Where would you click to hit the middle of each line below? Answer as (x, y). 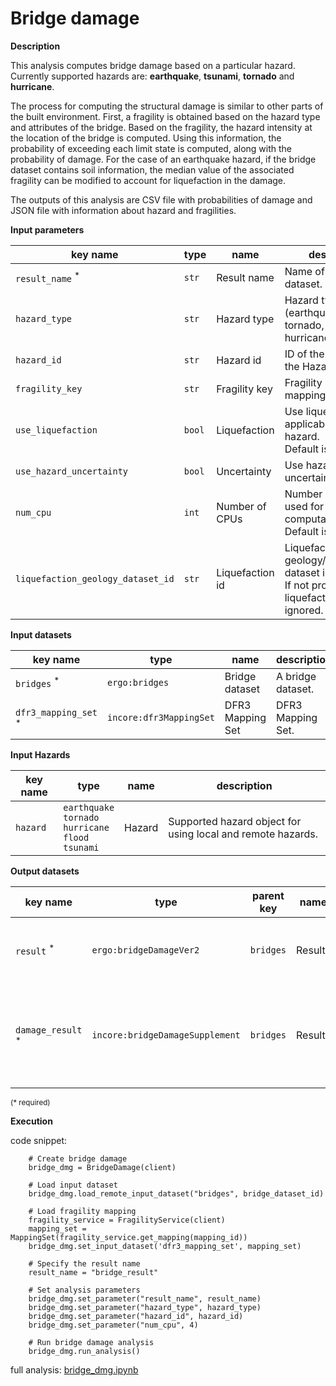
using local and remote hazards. (243, 834)
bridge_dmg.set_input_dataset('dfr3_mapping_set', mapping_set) (165, 1246)
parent (268, 895)
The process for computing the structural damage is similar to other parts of (167, 106)
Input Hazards (40, 754)
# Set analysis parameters (84, 1290)
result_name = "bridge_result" (93, 1272)
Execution (31, 1121)
